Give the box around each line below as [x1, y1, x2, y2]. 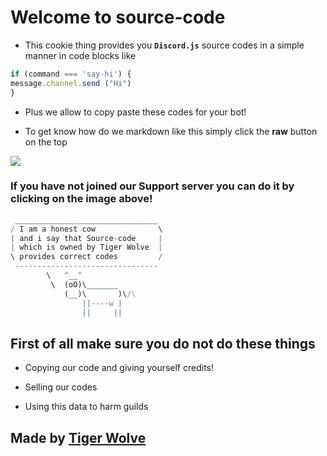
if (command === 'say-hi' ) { [10, 69, 132, 79]
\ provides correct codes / [10, 252, 163, 262]
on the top [24, 136, 68, 148]
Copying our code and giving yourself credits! [24, 362, 215, 374]
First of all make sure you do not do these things [10, 335, 316, 352]
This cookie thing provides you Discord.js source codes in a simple [24, 39, 305, 51]
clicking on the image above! [10, 192, 153, 206]
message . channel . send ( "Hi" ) [10, 78, 132, 88]
